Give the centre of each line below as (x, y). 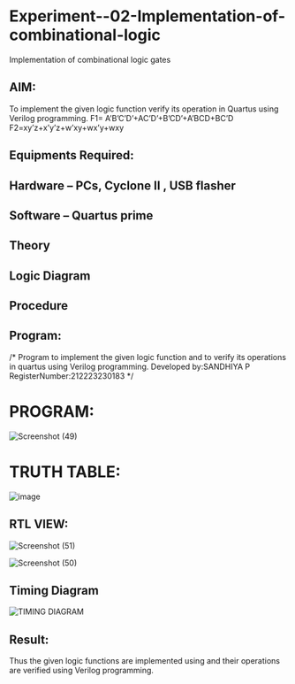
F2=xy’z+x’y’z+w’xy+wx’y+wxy (67, 127)
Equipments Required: (72, 155)
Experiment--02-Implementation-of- (147, 16)
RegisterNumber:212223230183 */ (72, 376)
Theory (30, 246)
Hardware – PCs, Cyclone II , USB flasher (123, 185)
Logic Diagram (50, 276)
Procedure (39, 306)
